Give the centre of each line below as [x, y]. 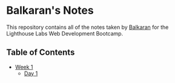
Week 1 [24, 67]
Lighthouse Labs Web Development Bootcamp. [65, 33]
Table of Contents [41, 53]
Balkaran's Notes [50, 11]
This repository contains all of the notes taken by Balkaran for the [87, 27]
